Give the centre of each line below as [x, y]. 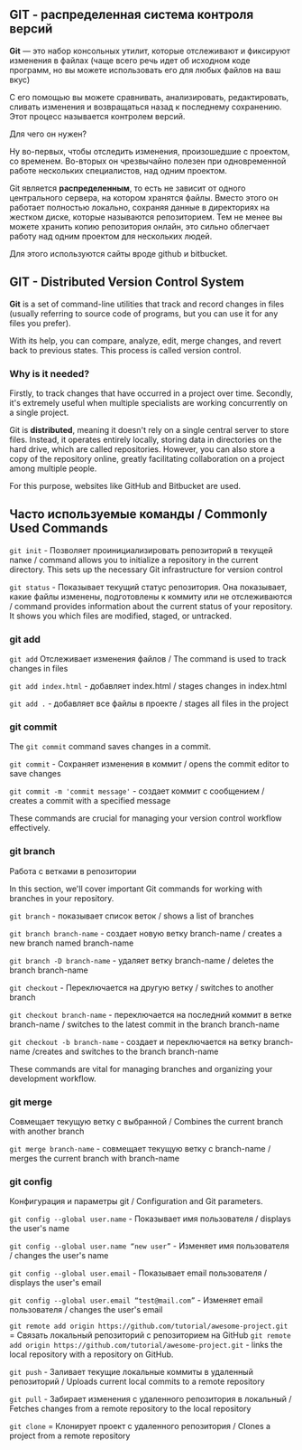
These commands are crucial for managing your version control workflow [146, 818]
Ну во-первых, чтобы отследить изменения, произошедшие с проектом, [150, 151]
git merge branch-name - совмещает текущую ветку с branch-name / [140, 1148]
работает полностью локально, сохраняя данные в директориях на [140, 207]
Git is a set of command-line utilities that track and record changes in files [147, 304]
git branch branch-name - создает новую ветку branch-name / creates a [146, 933]
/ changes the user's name [59, 1256]
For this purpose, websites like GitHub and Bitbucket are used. [125, 485]
